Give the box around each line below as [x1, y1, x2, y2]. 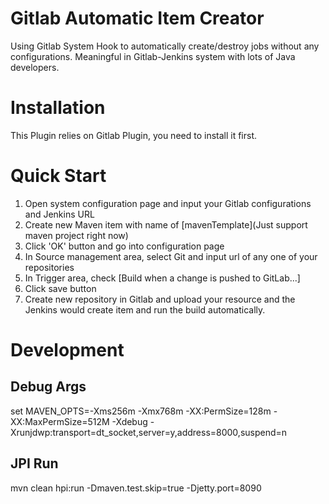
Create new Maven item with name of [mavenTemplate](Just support [24, 218, 308, 231]
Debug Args [10, 378, 87, 396]
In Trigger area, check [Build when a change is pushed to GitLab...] [24, 272, 301, 284]
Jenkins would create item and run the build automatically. [24, 303, 266, 316]
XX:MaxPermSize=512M [10, 415, 110, 427]
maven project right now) [24, 229, 129, 241]
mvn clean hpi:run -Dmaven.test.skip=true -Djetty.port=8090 [10, 482, 262, 494]
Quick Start [10, 165, 107, 187]
